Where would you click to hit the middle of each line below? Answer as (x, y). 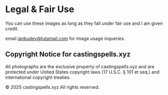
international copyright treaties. (38, 77)
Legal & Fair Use (40, 9)
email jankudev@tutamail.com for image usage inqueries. (65, 38)
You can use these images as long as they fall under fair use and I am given (84, 23)
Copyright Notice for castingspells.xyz (68, 54)
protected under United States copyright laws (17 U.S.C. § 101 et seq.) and (82, 72)
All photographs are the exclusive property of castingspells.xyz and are (80, 66)
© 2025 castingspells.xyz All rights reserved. (53, 87)
